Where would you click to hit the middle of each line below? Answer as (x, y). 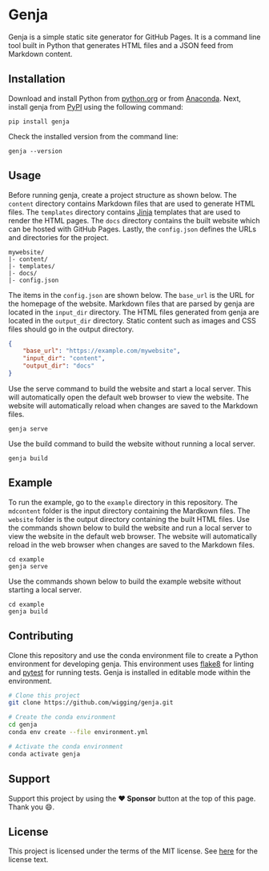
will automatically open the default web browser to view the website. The (129, 397)
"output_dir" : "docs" (58, 366)
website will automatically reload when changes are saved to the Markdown (133, 405)
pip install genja (39, 122)
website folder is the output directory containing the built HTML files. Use (129, 519)
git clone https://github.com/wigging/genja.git (91, 703)
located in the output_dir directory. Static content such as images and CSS (132, 320)
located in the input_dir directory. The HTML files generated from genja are (134, 312)
